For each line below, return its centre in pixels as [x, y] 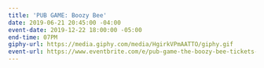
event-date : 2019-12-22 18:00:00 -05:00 [75, 30]
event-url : [26, 52]
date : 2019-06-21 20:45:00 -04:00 [65, 23]
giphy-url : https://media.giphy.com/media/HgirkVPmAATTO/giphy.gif [121, 45]
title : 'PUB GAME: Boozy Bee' [58, 15]
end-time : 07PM [33, 37]
